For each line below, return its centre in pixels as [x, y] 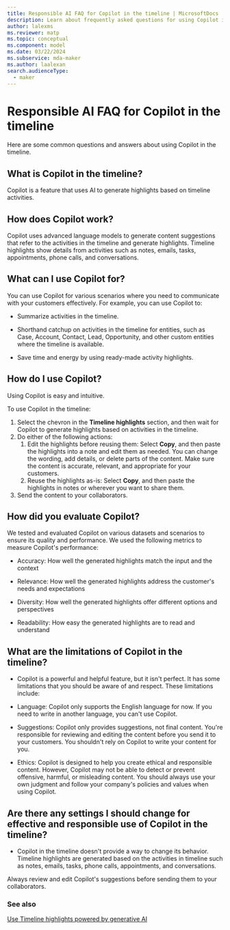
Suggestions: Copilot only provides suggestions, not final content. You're [120, 728]
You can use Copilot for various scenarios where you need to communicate [113, 295]
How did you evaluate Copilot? [74, 516]
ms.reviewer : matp [33, 33]
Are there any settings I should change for [99, 813]
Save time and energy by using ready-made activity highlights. [105, 357]
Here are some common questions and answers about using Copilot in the [112, 145]
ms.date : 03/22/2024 [37, 52]
